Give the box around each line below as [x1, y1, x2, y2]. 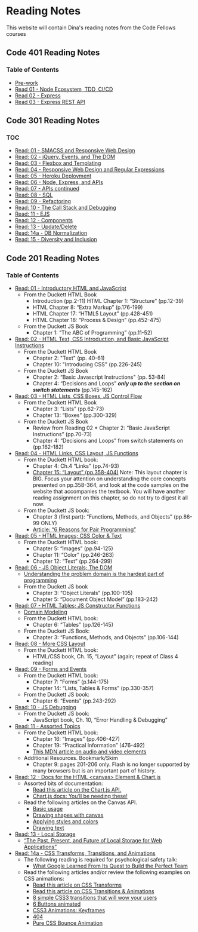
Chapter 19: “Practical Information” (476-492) [32, 742, 145, 749]
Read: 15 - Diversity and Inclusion [14, 236, 97, 243]
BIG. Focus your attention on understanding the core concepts [32, 475, 186, 482]
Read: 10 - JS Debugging [14, 704, 76, 710]
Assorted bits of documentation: [23, 780, 103, 787]
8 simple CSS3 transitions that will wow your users [32, 894, 157, 901]
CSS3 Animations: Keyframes [32, 907, 106, 913]
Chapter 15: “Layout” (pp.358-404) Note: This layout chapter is [32, 469, 188, 476]
